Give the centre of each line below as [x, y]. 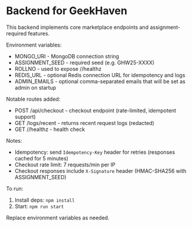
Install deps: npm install [44, 200]
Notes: [14, 140]
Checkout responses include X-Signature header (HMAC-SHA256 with [100, 171]
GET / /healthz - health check [50, 129]
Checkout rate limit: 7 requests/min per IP [65, 165]
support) [25, 117]
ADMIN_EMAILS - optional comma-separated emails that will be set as [100, 81]
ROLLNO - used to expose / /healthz [58, 68]
